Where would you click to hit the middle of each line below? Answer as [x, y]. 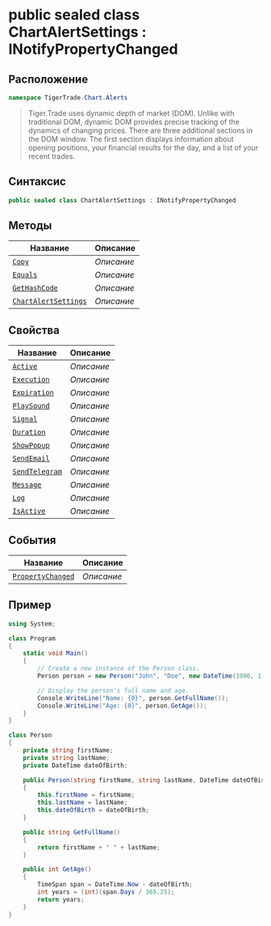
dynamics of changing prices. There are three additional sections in [140, 130]
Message [27, 485]
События [32, 540]
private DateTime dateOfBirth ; [75, 765]
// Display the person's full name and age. [113, 690]
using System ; [32, 624]
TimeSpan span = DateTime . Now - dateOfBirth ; [115, 885]
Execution [31, 380]
